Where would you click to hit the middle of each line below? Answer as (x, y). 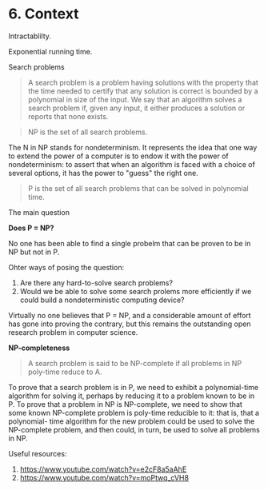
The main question (39, 212)
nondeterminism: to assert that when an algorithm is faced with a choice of (132, 164)
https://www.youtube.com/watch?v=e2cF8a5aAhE (103, 469)
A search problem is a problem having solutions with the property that (143, 82)
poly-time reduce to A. (65, 372)
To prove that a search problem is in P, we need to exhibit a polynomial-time (133, 387)
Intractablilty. (30, 36)
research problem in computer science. (73, 332)
